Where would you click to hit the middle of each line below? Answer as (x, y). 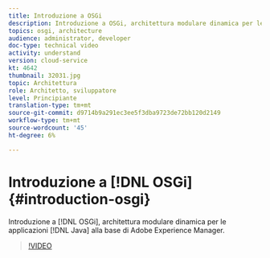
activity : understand (45, 53)
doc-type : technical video (53, 46)
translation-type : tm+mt (50, 105)
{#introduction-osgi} (80, 199)
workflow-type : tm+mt (45, 121)
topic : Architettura (43, 83)
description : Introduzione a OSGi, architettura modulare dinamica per (131, 23)
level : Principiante (43, 98)
